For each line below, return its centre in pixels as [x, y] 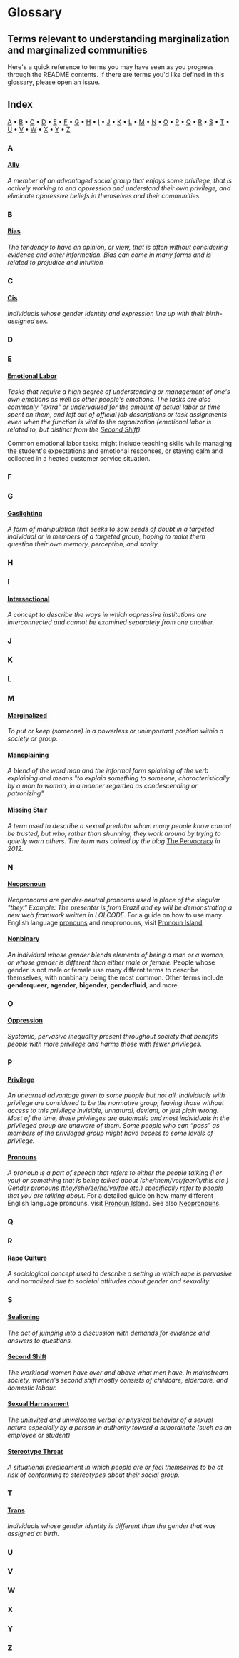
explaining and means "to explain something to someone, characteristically [118, 778]
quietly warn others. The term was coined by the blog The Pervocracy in [114, 841]
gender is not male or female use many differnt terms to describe [103, 970]
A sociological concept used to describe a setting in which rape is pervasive [120, 1273]
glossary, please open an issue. [54, 82]
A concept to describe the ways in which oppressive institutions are [107, 615]
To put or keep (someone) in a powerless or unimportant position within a [116, 731]
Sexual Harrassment [38, 1404]
